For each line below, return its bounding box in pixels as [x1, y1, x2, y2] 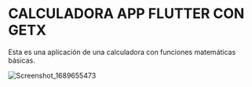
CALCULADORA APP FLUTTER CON [8, 5, 245, 23]
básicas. [8, 56, 35, 65]
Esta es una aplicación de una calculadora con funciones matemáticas [8, 47, 236, 56]
